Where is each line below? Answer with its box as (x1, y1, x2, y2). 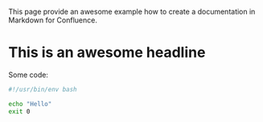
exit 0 (8, 108, 31, 116)
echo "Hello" (8, 100, 52, 108)
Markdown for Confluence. (8, 15, 98, 25)
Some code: (8, 70, 48, 79)
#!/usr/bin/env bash (8, 85, 78, 93)
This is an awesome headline (8, 43, 206, 62)
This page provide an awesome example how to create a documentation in (8, 7, 256, 16)
